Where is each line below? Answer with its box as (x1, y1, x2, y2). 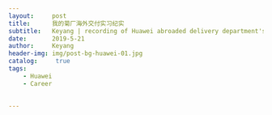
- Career (23, 79, 53, 87)
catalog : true (8, 57, 70, 66)
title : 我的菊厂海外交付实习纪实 (8, 19, 125, 28)
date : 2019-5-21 (8, 34, 85, 43)
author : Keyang (8, 42, 74, 50)
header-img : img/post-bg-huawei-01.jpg (8, 49, 143, 57)
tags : (8, 65, 27, 73)
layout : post (8, 11, 67, 20)
